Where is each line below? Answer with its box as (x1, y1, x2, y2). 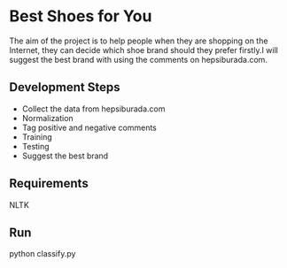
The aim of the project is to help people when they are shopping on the (9, 35, 268, 46)
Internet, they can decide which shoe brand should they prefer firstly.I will (9, 44, 279, 55)
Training (21, 131, 53, 142)
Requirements (9, 176, 89, 191)
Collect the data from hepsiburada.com (21, 103, 166, 114)
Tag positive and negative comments (21, 122, 157, 133)
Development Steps (9, 80, 120, 95)
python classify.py (9, 249, 76, 259)
